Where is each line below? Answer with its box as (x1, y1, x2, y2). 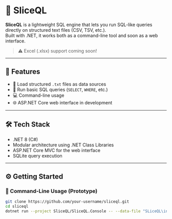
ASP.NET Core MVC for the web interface (12, 147, 101, 153)
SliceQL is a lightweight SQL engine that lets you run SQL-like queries (5, 21, 153, 28)
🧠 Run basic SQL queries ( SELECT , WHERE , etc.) (12, 86, 109, 93)
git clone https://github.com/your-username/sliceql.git (5, 199, 130, 204)
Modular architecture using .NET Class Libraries (12, 142, 114, 148)
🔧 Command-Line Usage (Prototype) (5, 187, 98, 194)
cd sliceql (5, 204, 29, 209)
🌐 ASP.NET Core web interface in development (12, 99, 113, 105)
